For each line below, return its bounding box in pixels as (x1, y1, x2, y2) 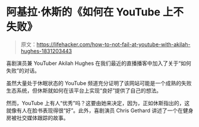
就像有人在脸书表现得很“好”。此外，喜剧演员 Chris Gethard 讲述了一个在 (6, 107, 183, 114)
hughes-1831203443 (20, 47, 72, 54)
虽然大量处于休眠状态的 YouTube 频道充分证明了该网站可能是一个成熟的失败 (6, 79, 192, 86)
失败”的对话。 (6, 67, 40, 74)
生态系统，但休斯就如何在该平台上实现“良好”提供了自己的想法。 (6, 87, 162, 94)
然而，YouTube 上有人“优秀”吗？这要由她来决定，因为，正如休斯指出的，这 (6, 99, 190, 106)
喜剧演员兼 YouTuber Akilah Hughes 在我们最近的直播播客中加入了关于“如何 (6, 60, 191, 67)
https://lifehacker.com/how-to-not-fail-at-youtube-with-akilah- (36, 41, 191, 48)
